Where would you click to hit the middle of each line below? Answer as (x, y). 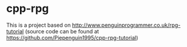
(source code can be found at (62, 31)
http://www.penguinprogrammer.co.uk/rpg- (126, 25)
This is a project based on (38, 25)
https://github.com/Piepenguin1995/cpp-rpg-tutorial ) (72, 37)
